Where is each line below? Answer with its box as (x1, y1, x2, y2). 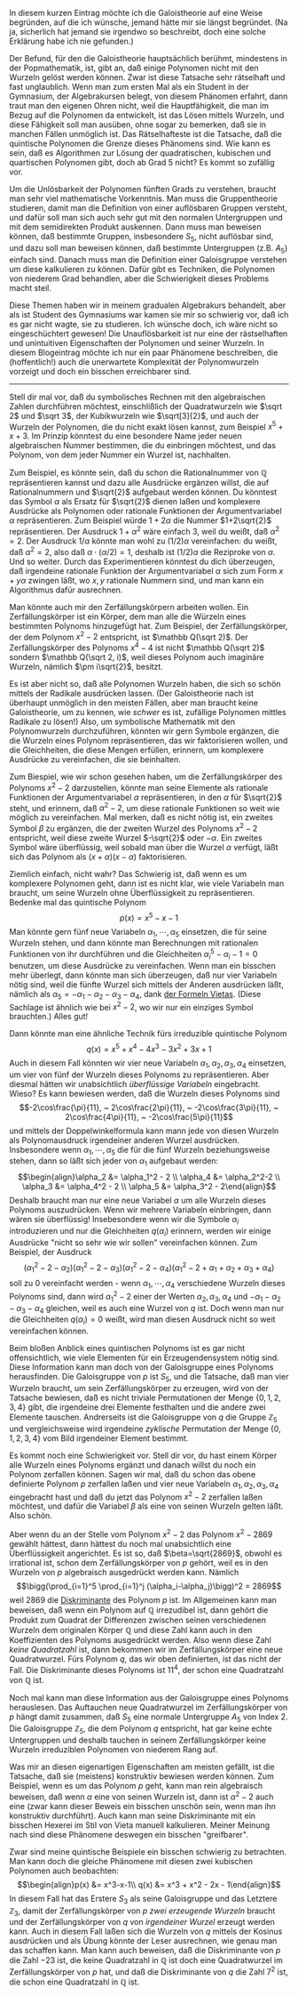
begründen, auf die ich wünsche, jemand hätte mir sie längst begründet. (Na (9, 17, 288, 28)
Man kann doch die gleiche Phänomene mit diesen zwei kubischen (9, 1855, 253, 1866)
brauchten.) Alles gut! (9, 1011, 89, 1022)
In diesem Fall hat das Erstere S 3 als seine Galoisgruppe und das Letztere (9, 1893, 278, 1906)
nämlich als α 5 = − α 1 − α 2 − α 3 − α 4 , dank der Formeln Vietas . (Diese (9, 988, 262, 1002)
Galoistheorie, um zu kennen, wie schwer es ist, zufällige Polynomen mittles (9, 706, 286, 717)
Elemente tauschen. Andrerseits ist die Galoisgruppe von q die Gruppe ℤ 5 (9, 1412, 278, 1424)
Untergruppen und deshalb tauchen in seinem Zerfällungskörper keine (9, 1734, 266, 1746)
